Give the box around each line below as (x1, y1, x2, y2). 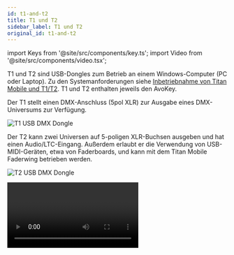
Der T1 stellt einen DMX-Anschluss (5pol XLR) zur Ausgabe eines (7, 99, 194, 107)
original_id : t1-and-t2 (7, 29, 77, 37)
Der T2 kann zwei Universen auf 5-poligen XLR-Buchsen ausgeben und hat (7, 133, 225, 141)
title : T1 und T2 (7, 17, 58, 24)
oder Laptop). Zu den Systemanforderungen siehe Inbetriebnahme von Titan (7, 78, 227, 86)
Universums (7, 105, 42, 114)
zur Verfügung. (43, 105, 87, 114)
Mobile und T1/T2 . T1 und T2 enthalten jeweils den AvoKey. (7, 85, 177, 93)
